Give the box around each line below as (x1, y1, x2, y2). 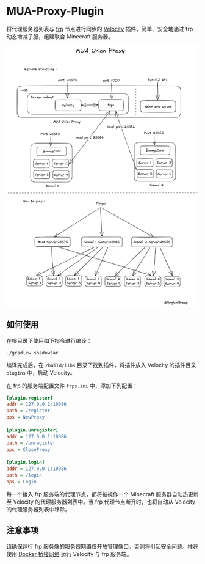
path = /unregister (6, 440, 56, 446)
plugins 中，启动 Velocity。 (6, 368, 76, 376)
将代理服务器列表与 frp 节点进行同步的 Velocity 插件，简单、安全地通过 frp (6, 25, 193, 32)
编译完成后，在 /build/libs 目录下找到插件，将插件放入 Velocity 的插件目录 (6, 361, 196, 368)
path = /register (6, 408, 51, 414)
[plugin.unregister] (6, 427, 59, 433)
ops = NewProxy (6, 414, 45, 420)
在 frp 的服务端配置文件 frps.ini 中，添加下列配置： (6, 382, 138, 389)
